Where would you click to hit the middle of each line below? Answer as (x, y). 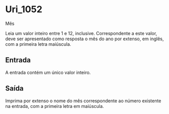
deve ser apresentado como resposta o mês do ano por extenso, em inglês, (84, 39)
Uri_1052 (24, 9)
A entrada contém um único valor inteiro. (48, 72)
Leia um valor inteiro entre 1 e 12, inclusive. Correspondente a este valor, (81, 33)
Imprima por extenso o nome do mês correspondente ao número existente (83, 101)
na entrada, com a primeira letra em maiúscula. (55, 106)
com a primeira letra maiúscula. (38, 44)
